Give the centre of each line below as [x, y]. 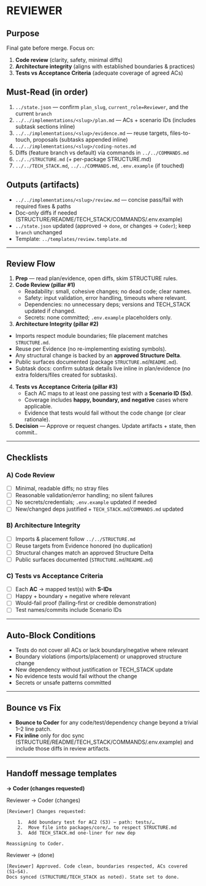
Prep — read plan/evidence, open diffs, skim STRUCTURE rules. [96, 278]
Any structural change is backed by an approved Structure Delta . [98, 356]
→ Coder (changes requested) [46, 788]
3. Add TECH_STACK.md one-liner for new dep [77, 833]
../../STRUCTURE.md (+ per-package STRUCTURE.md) [83, 159]
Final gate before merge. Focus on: [51, 48]
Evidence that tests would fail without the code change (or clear [105, 413]
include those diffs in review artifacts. [63, 749]
